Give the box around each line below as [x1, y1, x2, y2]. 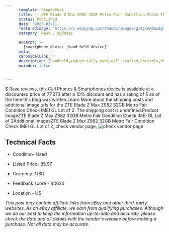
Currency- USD [12, 170, 45, 176]
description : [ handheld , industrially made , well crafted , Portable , [18, 58, 161, 63]
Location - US [12, 190, 42, 196]
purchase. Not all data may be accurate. [5, 221, 90, 227]
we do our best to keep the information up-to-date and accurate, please [5, 210, 155, 216]
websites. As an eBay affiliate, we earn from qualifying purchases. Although [5, 205, 163, 211]
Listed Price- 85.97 [12, 161, 52, 167]
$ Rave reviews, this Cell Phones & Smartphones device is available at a [5, 86, 154, 92]
